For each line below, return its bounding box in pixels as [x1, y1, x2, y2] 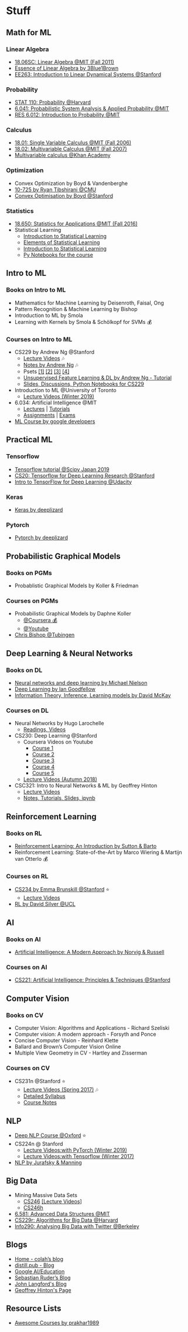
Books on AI [6, 935, 41, 943]
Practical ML [6, 435, 53, 445]
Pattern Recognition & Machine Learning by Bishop [14, 305, 138, 312]
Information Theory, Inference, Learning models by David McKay [14, 692, 171, 699]
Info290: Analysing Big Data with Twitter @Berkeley [14, 1222, 139, 1230]
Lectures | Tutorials [23, 405, 70, 413]
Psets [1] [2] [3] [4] [23, 368, 70, 375]
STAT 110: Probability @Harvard [14, 99, 91, 106]
